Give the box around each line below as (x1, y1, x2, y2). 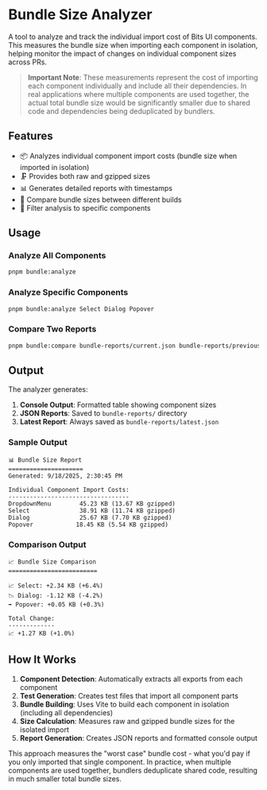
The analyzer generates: (8, 385, 88, 394)
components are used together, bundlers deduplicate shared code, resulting (8, 765, 258, 775)
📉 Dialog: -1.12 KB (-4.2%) (8, 592, 103, 600)
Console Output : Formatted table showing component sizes (19, 400, 217, 410)
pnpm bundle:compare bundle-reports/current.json (8, 342, 176, 350)
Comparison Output (8, 539, 87, 550)
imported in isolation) (19, 162, 90, 172)
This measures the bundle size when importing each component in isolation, (8, 40, 258, 49)
